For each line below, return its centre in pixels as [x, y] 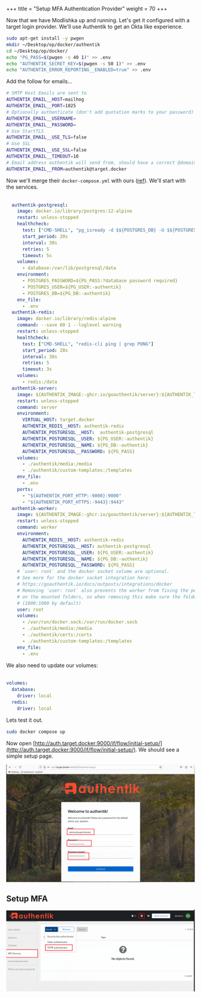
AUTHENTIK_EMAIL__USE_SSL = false [46, 150]
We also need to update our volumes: [52, 665]
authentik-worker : [35, 508]
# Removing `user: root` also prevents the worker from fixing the [103, 590]
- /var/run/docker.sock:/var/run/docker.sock [80, 622]
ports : [25, 489]
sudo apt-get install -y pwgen [45, 38]
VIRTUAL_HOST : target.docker [58, 420]
